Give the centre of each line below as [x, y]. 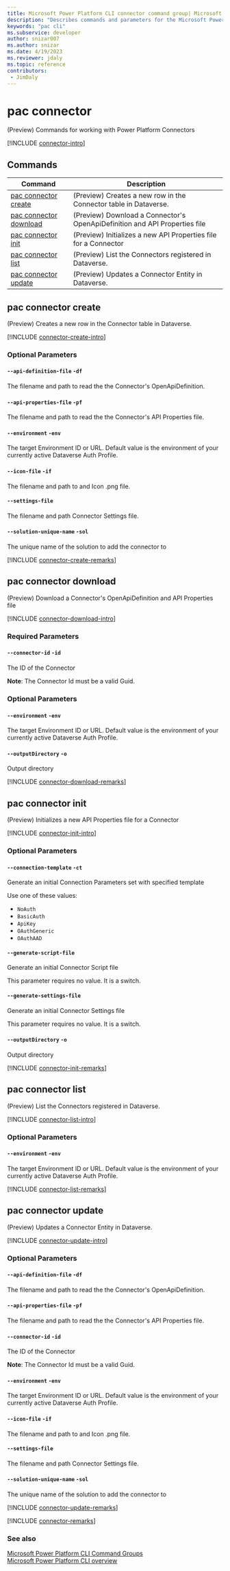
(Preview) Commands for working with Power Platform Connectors [101, 130]
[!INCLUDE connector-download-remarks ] [67, 782]
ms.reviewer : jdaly [35, 58]
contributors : [27, 71]
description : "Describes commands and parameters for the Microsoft [107, 20]
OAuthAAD [29, 939]
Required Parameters [43, 636]
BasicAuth [31, 917]
